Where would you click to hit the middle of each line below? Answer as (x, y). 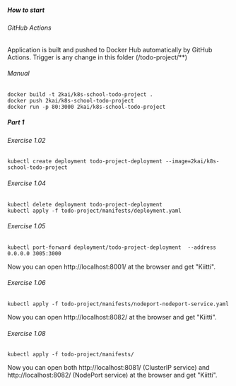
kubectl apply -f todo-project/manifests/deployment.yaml (94, 211)
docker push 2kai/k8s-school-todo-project (71, 100)
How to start (26, 10)
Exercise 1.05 (26, 226)
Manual (18, 74)
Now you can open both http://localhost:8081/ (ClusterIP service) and (108, 368)
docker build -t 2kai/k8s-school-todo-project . (80, 94)
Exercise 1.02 (26, 140)
